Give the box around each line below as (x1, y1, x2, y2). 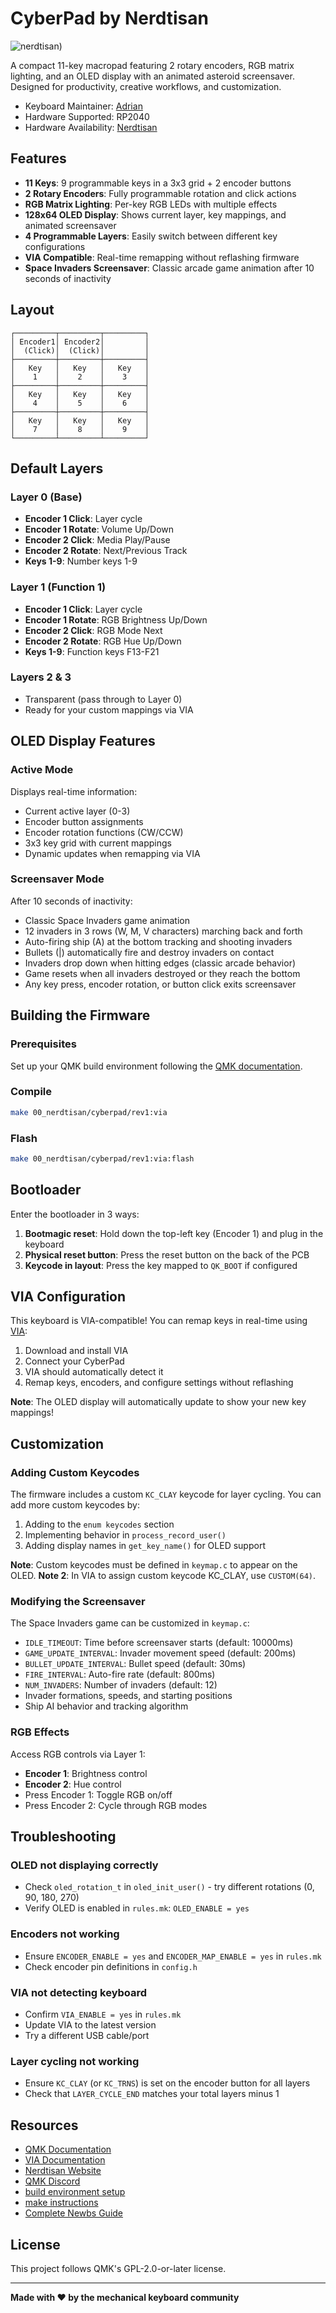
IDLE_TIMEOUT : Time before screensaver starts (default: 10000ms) (24, 1637, 294, 1649)
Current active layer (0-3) (24, 805, 131, 817)
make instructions (24, 2197, 99, 2209)
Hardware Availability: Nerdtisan (24, 121, 158, 133)
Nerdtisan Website (24, 2165, 102, 2177)
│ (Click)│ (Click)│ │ (10, 345, 150, 356)
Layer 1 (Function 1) (10, 580, 107, 594)
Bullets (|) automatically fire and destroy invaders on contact (24, 946, 275, 958)
